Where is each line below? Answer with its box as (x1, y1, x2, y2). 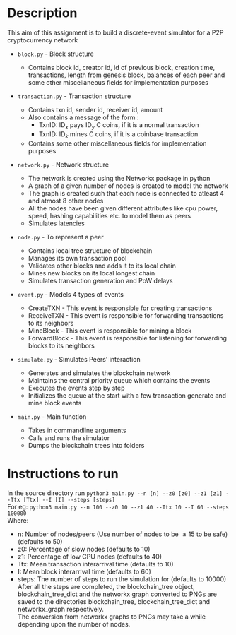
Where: (7, 516, 29, 525)
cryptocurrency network (7, 35, 78, 44)
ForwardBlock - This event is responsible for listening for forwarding (28, 333, 228, 342)
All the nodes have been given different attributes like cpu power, (28, 203, 218, 213)
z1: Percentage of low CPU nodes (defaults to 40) (17, 552, 163, 561)
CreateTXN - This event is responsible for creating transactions (28, 304, 213, 312)
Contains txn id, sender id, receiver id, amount (28, 105, 163, 114)
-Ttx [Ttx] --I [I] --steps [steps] (7, 497, 115, 504)
